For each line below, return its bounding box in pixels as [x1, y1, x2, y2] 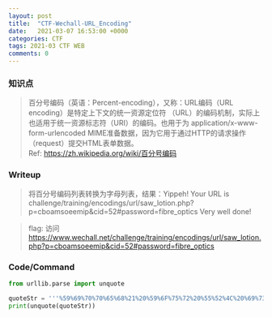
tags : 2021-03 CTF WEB [8, 42, 85, 50]
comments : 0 [8, 49, 49, 58]
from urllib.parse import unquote [8, 279, 125, 288]
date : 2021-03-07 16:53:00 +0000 [8, 27, 129, 35]
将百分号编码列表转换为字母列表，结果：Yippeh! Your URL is [28, 188, 230, 199]
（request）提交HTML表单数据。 [28, 139, 138, 148]
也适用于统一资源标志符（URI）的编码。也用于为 [28, 118, 189, 128]
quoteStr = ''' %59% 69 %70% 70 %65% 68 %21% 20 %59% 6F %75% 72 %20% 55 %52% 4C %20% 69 [8, 294, 255, 303]
